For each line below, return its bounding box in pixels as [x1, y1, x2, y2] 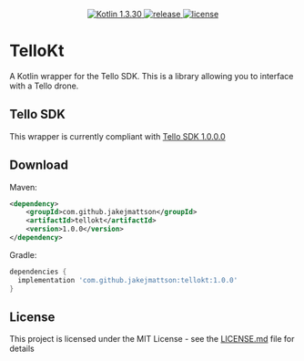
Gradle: [9, 249, 37, 260]
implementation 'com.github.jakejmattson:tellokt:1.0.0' [17, 275, 238, 284]
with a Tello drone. [9, 80, 79, 91]
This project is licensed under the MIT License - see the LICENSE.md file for [9, 334, 295, 345]
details [9, 343, 35, 355]
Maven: [9, 181, 38, 192]
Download [9, 158, 68, 173]
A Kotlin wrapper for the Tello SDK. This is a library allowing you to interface [9, 70, 294, 81]
